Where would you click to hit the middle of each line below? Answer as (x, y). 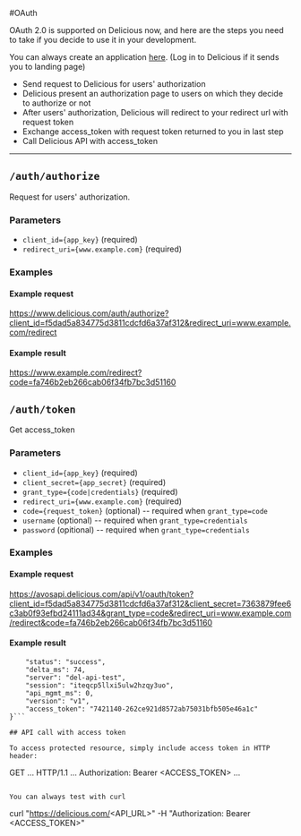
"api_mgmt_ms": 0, (60, 693)
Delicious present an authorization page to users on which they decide (153, 94)
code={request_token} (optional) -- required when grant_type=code (145, 510)
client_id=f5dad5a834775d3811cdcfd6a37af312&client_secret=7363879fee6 (150, 603)
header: (24, 755)
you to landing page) (47, 67)
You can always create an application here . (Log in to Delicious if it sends (144, 57)
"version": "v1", (58, 701)
